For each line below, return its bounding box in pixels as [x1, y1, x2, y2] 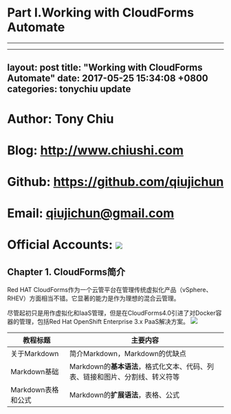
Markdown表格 [10, 385, 59, 395]
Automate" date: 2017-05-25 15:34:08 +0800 [7, 72, 208, 84]
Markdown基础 [10, 367, 59, 377]
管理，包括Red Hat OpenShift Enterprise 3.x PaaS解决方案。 [19, 318, 190, 326]
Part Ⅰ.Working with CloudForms [7, 5, 195, 21]
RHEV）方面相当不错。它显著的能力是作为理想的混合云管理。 [7, 294, 180, 302]
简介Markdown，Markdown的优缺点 [69, 349, 187, 359]
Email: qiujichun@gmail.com [7, 205, 175, 221]
